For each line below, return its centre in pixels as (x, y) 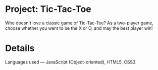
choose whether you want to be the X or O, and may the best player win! (79, 28)
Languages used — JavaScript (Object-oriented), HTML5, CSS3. (71, 62)
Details (20, 48)
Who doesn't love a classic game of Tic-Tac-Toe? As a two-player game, (79, 23)
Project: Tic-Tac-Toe (48, 9)
